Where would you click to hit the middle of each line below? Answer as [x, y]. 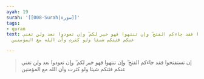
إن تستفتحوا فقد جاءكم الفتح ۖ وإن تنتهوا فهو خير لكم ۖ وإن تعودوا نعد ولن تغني [107, 62]
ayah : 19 [17, 12]
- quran [16, 29]
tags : [13, 23]
